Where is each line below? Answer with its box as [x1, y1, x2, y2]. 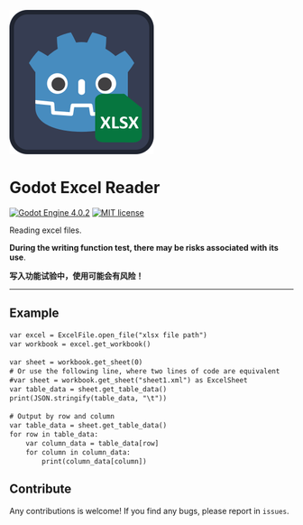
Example [9, 306, 60, 321]
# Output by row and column [9, 411, 115, 420]
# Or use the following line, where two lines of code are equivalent [9, 366, 280, 375]
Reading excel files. [9, 225, 82, 235]
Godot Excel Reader [9, 178, 161, 198]
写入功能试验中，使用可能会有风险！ [9, 270, 144, 281]
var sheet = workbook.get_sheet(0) [9, 357, 143, 366]
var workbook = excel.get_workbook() [9, 339, 151, 348]
